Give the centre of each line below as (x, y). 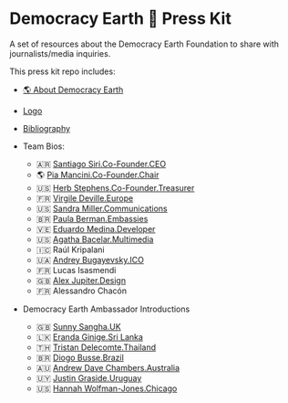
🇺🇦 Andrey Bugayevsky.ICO (90, 260)
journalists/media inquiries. (60, 53)
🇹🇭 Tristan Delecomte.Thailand (96, 347)
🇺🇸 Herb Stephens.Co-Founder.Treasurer (115, 187)
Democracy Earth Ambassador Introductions (106, 309)
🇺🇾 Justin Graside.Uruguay (89, 377)
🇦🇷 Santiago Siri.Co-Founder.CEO (101, 164)
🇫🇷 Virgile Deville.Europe (85, 198)
